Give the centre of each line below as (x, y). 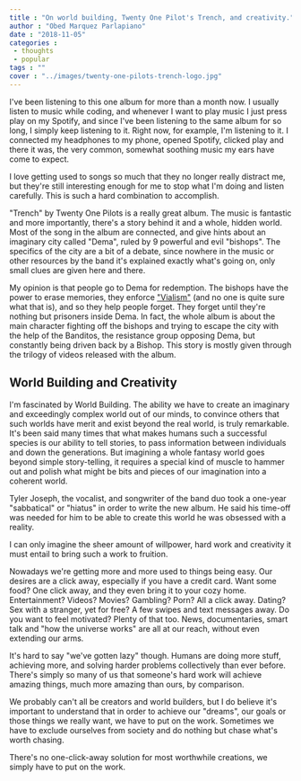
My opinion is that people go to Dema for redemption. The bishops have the (149, 288)
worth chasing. (37, 740)
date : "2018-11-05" (48, 34)
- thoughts (33, 51)
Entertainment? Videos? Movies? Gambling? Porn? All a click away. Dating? (148, 599)
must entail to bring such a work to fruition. (89, 554)
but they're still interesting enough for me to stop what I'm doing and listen (147, 186)
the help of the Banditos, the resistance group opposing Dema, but (132, 335)
